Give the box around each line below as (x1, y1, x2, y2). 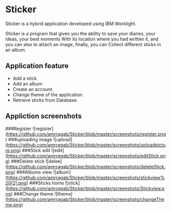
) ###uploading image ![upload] (5, 136, 73, 142)
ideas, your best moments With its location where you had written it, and (5, 36, 159, 42)
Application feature (5, 61, 69, 70)
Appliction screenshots (5, 112, 82, 121)
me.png (5, 201, 22, 208)
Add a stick (12, 75, 37, 81)
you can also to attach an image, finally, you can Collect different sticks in (5, 41, 161, 47)
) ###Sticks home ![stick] (26, 180, 80, 186)
